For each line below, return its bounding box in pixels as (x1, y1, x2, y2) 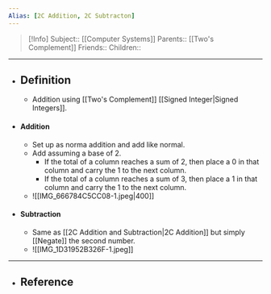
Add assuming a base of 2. (31, 148, 122, 158)
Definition (19, 73, 71, 87)
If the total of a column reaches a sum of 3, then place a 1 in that (44, 174, 258, 184)
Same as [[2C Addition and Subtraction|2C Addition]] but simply (31, 227, 246, 237)
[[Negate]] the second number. (31, 235, 135, 246)
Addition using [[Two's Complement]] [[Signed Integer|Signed (31, 94, 239, 105)
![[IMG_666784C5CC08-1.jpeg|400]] (31, 191, 155, 201)
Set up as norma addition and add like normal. (31, 139, 186, 149)
